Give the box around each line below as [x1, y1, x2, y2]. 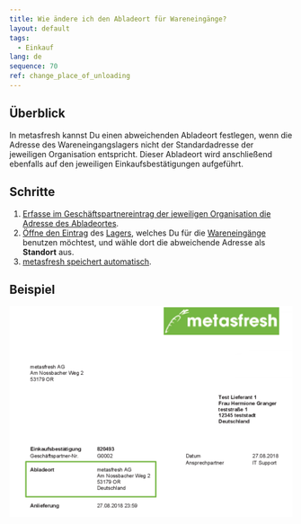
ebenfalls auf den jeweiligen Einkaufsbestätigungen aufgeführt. [9, 158, 244, 169]
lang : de [9, 52, 42, 62]
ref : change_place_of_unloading [9, 72, 130, 81]
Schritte [9, 184, 56, 200]
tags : [9, 33, 30, 42]
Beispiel [9, 281, 56, 297]
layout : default [9, 23, 70, 33]
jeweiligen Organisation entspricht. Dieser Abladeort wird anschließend [9, 148, 272, 159]
